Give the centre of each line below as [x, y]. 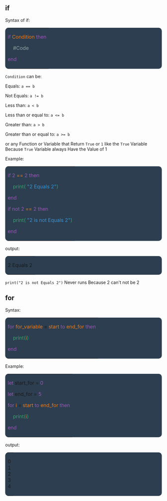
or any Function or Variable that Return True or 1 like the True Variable [76, 144]
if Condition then [27, 37]
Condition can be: [24, 76]
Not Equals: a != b [24, 95]
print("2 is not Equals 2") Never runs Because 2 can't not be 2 [72, 282]
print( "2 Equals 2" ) [36, 186]
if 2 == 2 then [24, 175]
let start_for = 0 [26, 383]
